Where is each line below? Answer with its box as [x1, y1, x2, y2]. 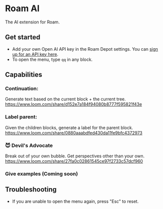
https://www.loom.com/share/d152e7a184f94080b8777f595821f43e [5, 101, 143, 107]
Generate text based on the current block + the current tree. [5, 96, 126, 102]
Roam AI [5, 3, 40, 14]
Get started [5, 33, 41, 41]
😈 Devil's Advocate [5, 142, 53, 149]
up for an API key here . [12, 51, 59, 57]
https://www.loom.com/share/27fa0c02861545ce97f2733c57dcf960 [5, 158, 143, 164]
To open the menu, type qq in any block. [12, 57, 93, 62]
